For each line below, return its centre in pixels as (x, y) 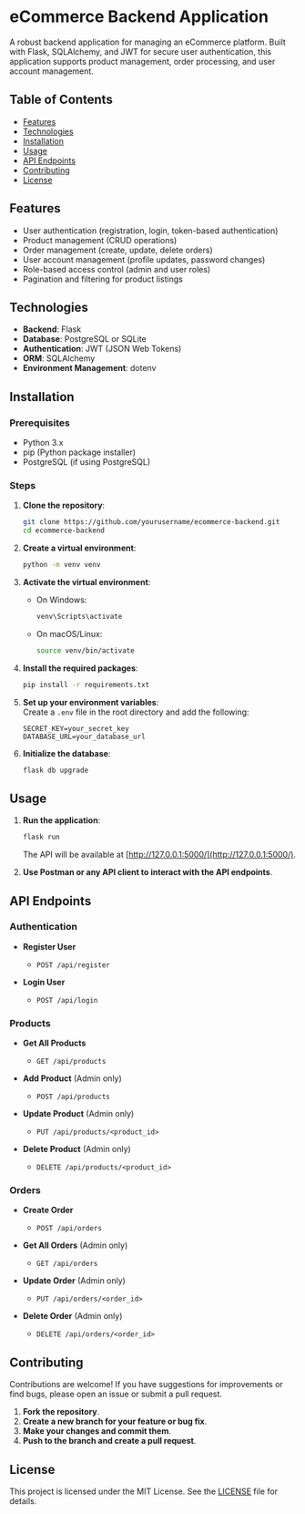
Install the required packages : (80, 668)
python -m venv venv (61, 565)
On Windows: (61, 600)
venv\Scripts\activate (79, 616)
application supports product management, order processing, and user (142, 61)
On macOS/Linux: (69, 633)
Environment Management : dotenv (89, 368)
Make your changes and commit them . (97, 1431)
